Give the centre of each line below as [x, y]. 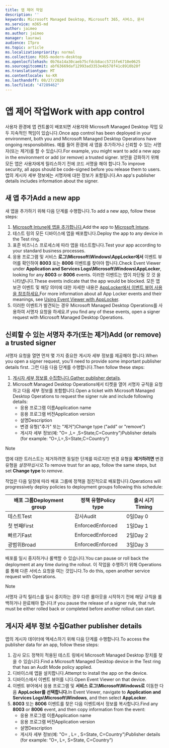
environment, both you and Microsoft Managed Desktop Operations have [81, 138]
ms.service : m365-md [27, 24]
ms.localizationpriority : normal [40, 52]
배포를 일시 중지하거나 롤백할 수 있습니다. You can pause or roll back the [77, 558]
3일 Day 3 [137, 545]
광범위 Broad [22, 545]
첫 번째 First [21, 526]
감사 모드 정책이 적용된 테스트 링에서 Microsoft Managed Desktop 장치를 [85, 655]
